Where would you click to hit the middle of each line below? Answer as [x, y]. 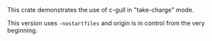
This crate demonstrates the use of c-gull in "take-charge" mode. [100, 10]
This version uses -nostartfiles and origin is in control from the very [106, 23]
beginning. [23, 30]
